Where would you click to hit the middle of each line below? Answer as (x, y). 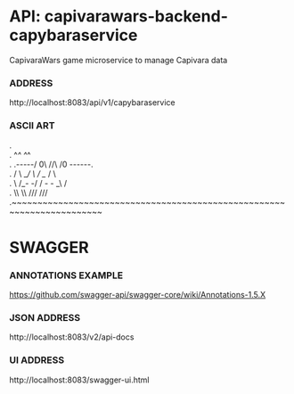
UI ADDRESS (37, 360)
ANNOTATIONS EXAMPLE (66, 275)
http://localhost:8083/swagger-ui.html (79, 380)
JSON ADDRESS (45, 317)
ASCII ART (32, 126)
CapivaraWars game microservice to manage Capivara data (118, 60)
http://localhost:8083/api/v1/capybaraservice (92, 103)
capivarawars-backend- (136, 16)
